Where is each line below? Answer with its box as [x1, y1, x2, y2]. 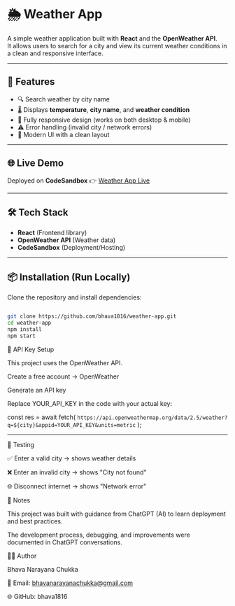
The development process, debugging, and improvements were [7, 530, 190, 539]
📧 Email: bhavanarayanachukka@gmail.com [7, 579, 133, 587]
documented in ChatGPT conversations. [7, 537, 122, 547]
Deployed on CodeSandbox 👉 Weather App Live [7, 176, 150, 185]
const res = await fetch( [7, 413, 76, 421]
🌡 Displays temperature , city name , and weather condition [17, 105, 190, 113]
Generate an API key [7, 386, 66, 394]
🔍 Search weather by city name [17, 94, 110, 103]
